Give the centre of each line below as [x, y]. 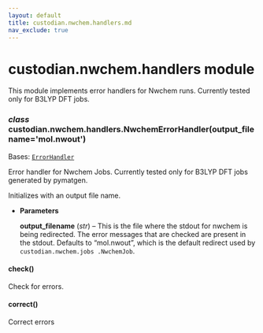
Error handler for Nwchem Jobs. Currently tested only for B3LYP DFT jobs [128, 172]
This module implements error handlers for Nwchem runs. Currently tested [129, 91]
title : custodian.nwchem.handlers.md [70, 23]
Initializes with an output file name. [65, 195]
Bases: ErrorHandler [41, 156]
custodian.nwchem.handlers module [131, 69]
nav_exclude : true [38, 30]
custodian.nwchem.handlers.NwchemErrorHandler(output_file [131, 129]
